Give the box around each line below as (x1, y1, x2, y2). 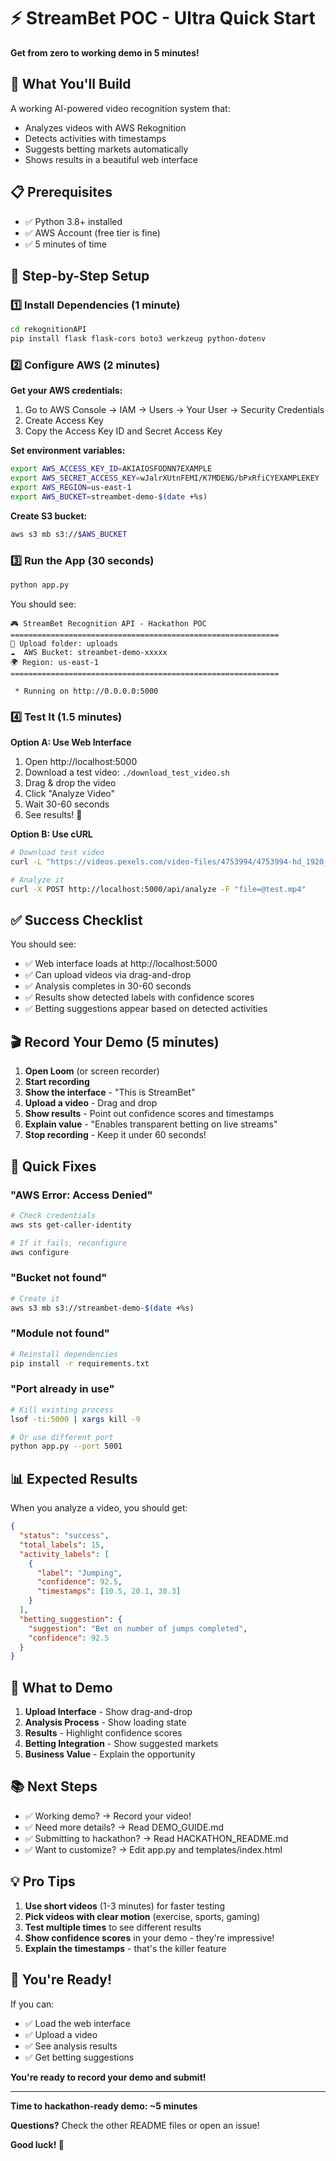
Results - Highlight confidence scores (24, 1727, 183, 1739)
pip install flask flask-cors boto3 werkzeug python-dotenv (10, 334, 267, 344)
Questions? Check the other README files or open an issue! (10, 2119, 260, 2131)
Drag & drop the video (24, 777, 117, 789)
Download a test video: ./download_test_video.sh (24, 766, 230, 779)
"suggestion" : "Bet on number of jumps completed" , (28, 1623, 248, 1634)
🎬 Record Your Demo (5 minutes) (10, 1033, 220, 1050)
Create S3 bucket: (10, 510, 88, 522)
